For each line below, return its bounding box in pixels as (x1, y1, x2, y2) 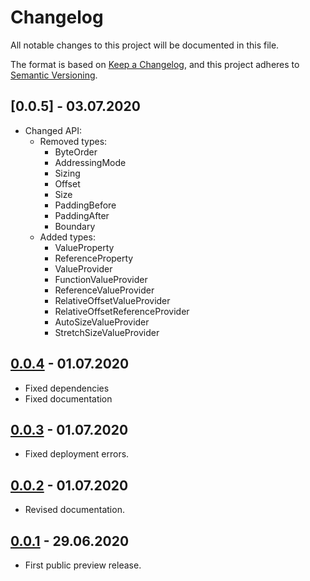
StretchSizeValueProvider (54, 326, 160, 338)
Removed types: (39, 135, 108, 147)
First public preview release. (24, 559, 142, 571)
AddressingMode (54, 156, 127, 168)
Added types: (39, 231, 96, 243)
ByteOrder (54, 146, 98, 158)
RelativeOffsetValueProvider (54, 294, 171, 306)
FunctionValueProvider (54, 273, 148, 285)
